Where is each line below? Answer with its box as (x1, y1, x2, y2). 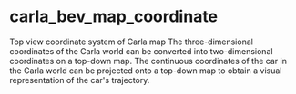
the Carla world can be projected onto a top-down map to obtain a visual (9, 65, 282, 76)
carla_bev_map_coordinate (9, 6, 219, 27)
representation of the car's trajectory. (9, 74, 150, 85)
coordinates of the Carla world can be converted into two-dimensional (9, 45, 273, 56)
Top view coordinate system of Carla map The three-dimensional (9, 36, 253, 47)
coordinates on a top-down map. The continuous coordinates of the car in (9, 55, 287, 66)
